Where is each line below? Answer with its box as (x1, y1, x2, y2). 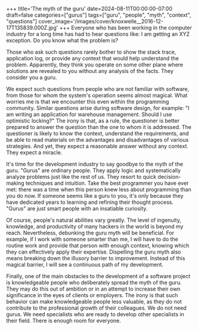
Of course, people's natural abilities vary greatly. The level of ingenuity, (6, 216, 182, 224)
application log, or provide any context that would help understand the (6, 55, 179, 62)
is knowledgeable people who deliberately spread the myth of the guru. (6, 279, 182, 286)
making (6, 179, 25, 187)
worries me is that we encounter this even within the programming (6, 98, 169, 105)
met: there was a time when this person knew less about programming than (6, 186, 192, 193)
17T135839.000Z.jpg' (6, 24, 58, 31)
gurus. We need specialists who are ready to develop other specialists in (6, 311, 184, 317)
